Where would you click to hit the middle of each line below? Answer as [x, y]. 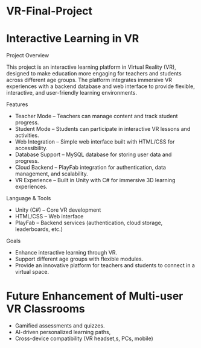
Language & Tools [29, 198]
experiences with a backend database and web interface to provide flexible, [101, 86]
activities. [27, 135]
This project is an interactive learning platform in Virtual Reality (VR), [91, 67]
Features [17, 104]
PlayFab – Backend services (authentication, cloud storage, [89, 223]
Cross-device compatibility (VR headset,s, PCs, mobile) [84, 338]
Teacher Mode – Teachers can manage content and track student [96, 116]
